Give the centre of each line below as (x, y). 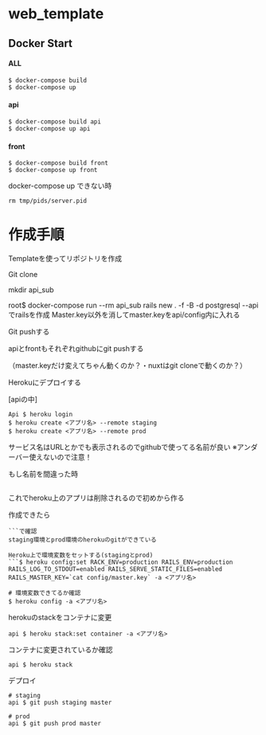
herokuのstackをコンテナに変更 (60, 617)
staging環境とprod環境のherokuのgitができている (82, 540)
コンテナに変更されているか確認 (61, 650)
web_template (56, 14)
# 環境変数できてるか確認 (45, 593)
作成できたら (29, 515)
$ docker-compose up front (53, 170)
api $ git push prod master (55, 724)
